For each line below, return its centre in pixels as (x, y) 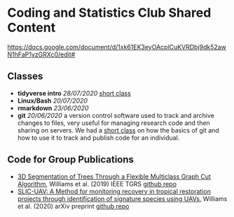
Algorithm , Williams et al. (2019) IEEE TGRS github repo (97, 184)
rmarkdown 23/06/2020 (53, 108)
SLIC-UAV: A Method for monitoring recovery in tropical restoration (114, 191)
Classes (25, 76)
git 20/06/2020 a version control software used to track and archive (116, 115)
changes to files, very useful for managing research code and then (113, 123)
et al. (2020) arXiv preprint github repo (73, 206)
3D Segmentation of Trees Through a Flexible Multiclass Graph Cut (114, 177)
